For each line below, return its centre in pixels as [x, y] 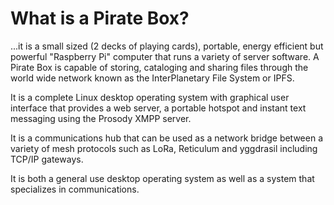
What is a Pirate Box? [100, 18]
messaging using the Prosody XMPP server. [101, 118]
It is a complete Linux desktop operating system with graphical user [150, 97]
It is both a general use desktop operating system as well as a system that [162, 178]
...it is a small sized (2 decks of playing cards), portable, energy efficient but [167, 46]
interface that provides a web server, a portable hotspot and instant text [158, 108]
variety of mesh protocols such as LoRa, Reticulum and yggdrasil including [164, 148]
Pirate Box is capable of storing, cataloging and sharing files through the [159, 67]
